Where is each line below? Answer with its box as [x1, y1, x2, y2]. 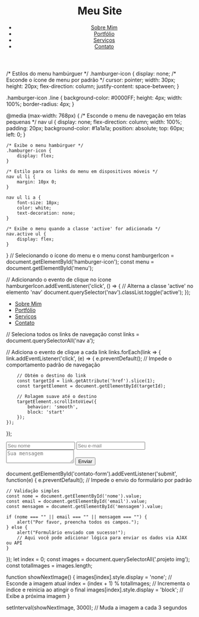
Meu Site [77, 4, 122, 18]
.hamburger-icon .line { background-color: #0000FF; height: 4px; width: [6, 94, 183, 101]
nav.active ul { [6, 231, 46, 237]
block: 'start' [27, 409, 65, 415]
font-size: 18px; [17, 199, 60, 206]
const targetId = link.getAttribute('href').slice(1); [17, 378, 156, 384]
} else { [6, 524, 28, 530]
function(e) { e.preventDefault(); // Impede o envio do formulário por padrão [6, 476, 192, 483]
